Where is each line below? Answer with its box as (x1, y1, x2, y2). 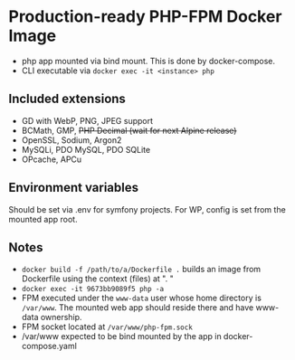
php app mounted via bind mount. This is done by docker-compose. (21, 55, 276, 66)
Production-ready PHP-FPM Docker (8, 6, 282, 27)
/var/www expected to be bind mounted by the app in (21, 331, 223, 342)
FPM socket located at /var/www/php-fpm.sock (21, 321, 194, 332)
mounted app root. (8, 213, 78, 224)
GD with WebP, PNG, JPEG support (21, 115, 154, 126)
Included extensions (8, 91, 126, 107)
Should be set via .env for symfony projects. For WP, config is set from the (8, 204, 286, 214)
